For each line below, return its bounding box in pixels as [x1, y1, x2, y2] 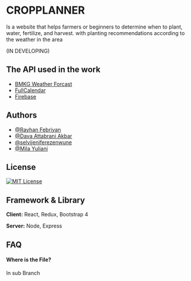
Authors [6, 110, 37, 121]
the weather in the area [6, 36, 63, 43]
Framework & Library [6, 195, 85, 205]
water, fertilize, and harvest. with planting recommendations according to [6, 29, 185, 36]
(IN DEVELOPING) [6, 47, 50, 54]
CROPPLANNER [6, 4, 85, 17]
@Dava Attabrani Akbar [14, 132, 72, 140]
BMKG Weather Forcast [14, 80, 72, 87]
